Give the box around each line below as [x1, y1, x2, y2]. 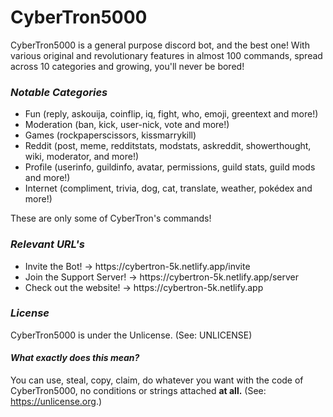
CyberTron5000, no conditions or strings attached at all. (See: [10, 385, 267, 397]
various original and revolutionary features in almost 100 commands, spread [10, 49, 323, 61]
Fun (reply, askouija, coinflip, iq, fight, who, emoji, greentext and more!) [24, 108, 319, 120]
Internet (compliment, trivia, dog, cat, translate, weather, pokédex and [24, 182, 313, 195]
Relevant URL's [10, 237, 85, 251]
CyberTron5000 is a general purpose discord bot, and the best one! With [10, 39, 310, 51]
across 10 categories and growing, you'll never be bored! [10, 60, 245, 72]
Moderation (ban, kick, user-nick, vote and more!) [24, 119, 230, 131]
